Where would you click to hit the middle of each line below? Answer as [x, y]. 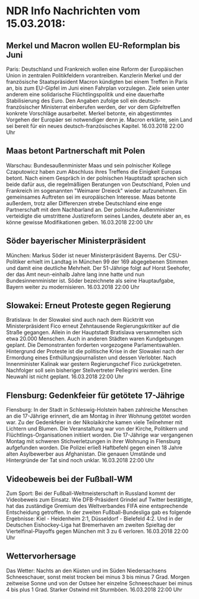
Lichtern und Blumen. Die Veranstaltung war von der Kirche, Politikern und [97, 429]
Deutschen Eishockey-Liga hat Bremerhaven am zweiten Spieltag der [91, 525]
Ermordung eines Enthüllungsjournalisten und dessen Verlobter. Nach [91, 357]
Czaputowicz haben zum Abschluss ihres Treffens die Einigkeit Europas [94, 171]
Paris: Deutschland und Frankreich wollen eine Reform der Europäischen [95, 69]
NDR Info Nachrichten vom [73, 11]
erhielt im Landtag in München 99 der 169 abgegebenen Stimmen [108, 261]
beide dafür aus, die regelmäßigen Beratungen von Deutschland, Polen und [98, 184]
